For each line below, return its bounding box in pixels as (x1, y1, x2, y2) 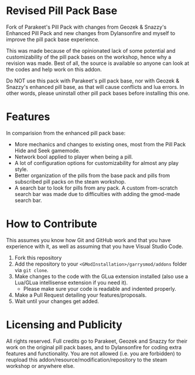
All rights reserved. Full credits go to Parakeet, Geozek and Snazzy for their (6, 338, 188, 345)
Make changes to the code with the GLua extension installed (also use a (14, 273, 189, 280)
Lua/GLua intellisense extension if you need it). (14, 279, 128, 286)
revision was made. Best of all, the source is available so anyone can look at (6, 60, 189, 67)
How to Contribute (6, 218, 98, 230)
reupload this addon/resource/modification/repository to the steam (6, 356, 168, 363)
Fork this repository (14, 254, 62, 261)
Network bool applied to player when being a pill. (14, 153, 134, 160)
